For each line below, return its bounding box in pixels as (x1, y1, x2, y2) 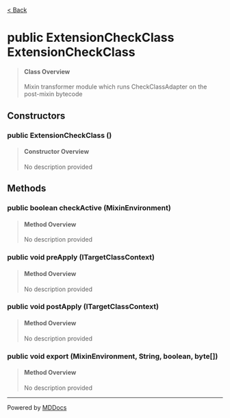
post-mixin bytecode (23, 90, 83, 98)
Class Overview (23, 67, 71, 76)
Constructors (7, 110, 66, 121)
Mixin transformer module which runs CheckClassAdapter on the (23, 82, 207, 91)
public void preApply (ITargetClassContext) (7, 253, 155, 262)
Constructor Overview (23, 148, 90, 156)
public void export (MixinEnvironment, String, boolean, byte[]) (7, 351, 218, 361)
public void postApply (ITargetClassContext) (7, 302, 159, 312)
